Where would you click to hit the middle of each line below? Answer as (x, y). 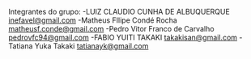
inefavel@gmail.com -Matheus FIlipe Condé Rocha (93, 20)
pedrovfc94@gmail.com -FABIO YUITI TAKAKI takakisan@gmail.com (123, 37)
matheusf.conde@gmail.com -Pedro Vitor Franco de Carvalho (111, 29)
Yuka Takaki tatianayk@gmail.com (91, 46)
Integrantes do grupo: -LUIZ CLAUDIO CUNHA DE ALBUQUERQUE (119, 12)
